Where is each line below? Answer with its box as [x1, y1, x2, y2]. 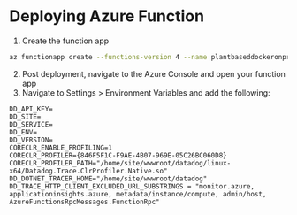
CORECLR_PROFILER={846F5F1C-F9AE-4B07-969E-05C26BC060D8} [9, 150, 227, 160]
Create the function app [21, 35, 110, 46]
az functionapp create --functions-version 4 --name [9, 52, 208, 61]
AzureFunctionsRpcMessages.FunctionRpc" [9, 197, 161, 206]
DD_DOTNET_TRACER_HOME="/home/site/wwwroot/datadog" [9, 174, 208, 183]
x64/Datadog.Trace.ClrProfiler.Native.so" [9, 166, 168, 175]
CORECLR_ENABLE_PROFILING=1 [9, 143, 113, 152]
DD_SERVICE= [9, 119, 53, 129]
